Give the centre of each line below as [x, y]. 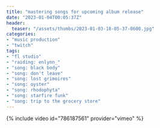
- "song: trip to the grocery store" [54, 101]
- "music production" [33, 40]
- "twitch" [20, 46]
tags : [13, 51]
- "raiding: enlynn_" [33, 62]
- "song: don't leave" [35, 73]
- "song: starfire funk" [37, 96]
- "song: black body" [33, 68]
